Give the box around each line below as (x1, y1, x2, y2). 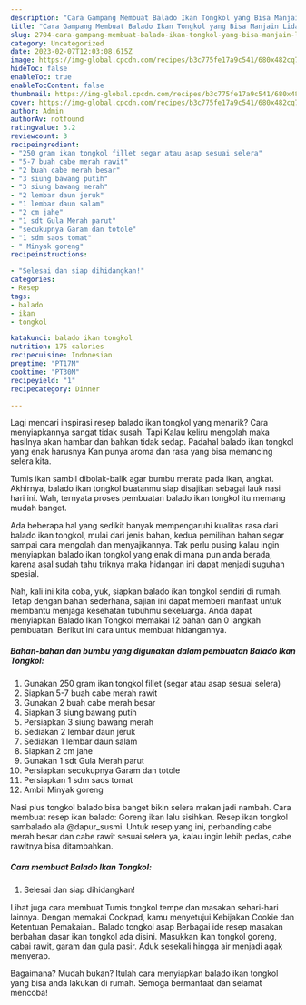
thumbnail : (10, 89, 52, 98)
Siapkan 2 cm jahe (23, 746, 94, 757)
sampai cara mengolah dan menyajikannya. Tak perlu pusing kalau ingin (10, 539, 280, 550)
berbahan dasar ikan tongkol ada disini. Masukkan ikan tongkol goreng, (10, 931, 278, 942)
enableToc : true (10, 73, 72, 82)
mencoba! (10, 988, 48, 999)
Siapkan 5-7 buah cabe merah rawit (23, 688, 158, 698)
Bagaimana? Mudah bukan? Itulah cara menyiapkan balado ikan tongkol (10, 968, 279, 979)
